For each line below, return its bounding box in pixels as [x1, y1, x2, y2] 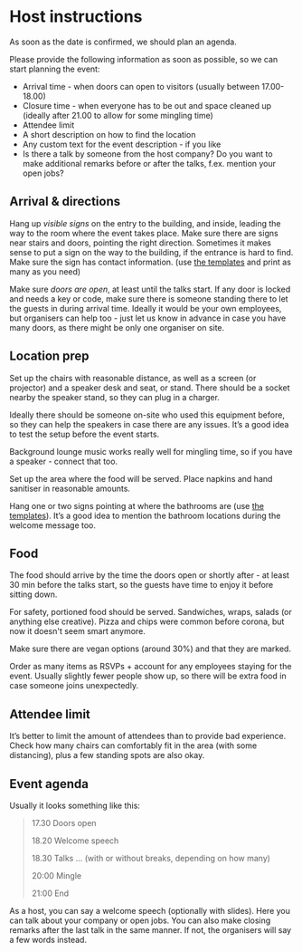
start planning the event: [9, 63, 100, 74]
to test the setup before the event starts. [9, 428, 160, 439]
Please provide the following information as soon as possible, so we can [9, 53, 278, 64]
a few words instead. [9, 935, 88, 945]
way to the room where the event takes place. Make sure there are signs [9, 227, 278, 238]
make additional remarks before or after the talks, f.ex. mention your [22, 158, 277, 168]
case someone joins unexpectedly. [9, 680, 138, 691]
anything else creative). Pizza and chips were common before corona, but [9, 616, 285, 627]
